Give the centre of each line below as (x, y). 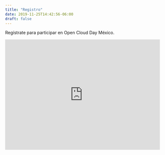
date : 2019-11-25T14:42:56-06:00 (39, 14)
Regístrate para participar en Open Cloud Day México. (60, 33)
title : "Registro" (24, 10)
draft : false (18, 19)
